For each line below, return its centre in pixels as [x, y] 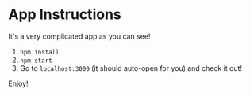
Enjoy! [19, 83]
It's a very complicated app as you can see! [79, 36]
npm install [39, 52]
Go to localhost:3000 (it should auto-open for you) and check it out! [131, 68]
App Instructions [65, 15]
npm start [36, 61]
